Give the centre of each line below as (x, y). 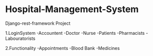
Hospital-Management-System (72, 9)
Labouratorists (20, 38)
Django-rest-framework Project (38, 23)
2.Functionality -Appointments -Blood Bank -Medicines (63, 48)
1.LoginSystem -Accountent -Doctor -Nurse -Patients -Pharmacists (75, 33)
